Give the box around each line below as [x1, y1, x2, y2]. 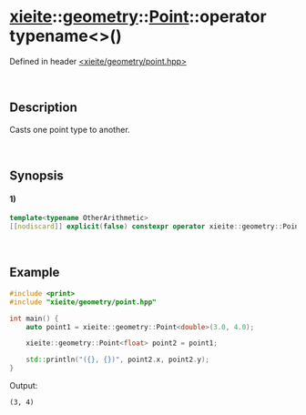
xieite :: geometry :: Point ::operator [9, 6, 267, 27]
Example [9, 265, 60, 280]
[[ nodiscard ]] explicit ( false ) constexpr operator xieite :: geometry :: [9, 222, 283, 231]
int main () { [9, 314, 59, 323]
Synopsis [9, 168, 64, 184]
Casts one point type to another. [9, 124, 130, 135]
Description [9, 100, 77, 116]
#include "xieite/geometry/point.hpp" [9, 298, 157, 307]
